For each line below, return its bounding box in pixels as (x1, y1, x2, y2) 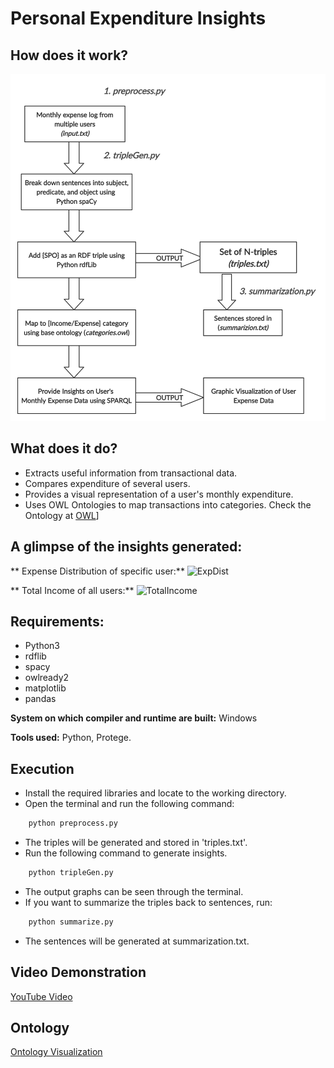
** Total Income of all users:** (10, 584, 135, 596)
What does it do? (10, 440, 118, 457)
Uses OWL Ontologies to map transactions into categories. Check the (24, 498, 312, 511)
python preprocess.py (28, 818, 118, 829)
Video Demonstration (10, 964, 147, 981)
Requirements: (10, 613, 105, 630)
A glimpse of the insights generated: (10, 538, 243, 556)
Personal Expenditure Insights (10, 7, 267, 30)
